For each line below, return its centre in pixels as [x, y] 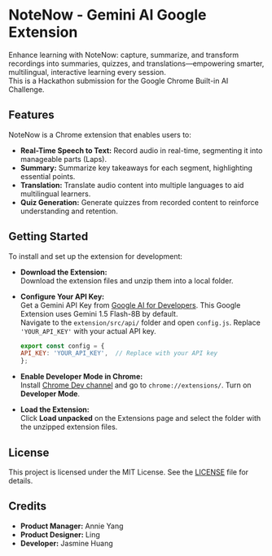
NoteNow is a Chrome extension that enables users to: [100, 134]
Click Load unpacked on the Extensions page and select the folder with [140, 418]
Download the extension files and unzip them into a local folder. [127, 280]
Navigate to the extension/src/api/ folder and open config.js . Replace [140, 322]
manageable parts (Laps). [64, 159]
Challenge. [26, 89]
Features [31, 115]
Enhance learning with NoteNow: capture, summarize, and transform [124, 55]
